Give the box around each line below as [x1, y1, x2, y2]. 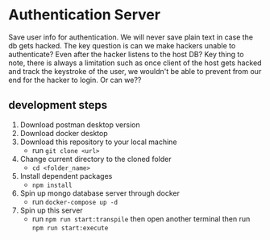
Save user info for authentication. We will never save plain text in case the [8, 32, 254, 42]
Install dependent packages [19, 171, 113, 180]
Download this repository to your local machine [19, 137, 177, 147]
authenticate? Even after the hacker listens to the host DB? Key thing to [8, 49, 244, 59]
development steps [8, 98, 108, 112]
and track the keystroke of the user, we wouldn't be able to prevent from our [8, 66, 262, 76]
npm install [31, 181, 73, 189]
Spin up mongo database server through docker [19, 188, 180, 198]
